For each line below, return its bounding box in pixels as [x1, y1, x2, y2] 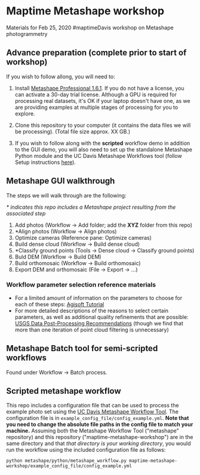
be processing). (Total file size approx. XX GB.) [14, 127, 131, 135]
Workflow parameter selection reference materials [6, 281, 156, 289]
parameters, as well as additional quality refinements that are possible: [14, 313, 189, 321]
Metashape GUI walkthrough [6, 176, 115, 186]
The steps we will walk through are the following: [6, 191, 127, 199]
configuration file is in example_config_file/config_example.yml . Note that [6, 415, 189, 422]
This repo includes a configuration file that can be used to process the [6, 402, 179, 409]
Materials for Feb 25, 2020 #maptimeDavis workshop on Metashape [6, 24, 174, 31]
